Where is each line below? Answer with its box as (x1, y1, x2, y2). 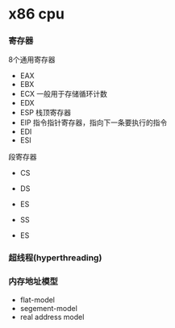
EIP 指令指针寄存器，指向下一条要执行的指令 (19, 118, 168, 127)
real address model (19, 312, 85, 322)
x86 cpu (8, 5, 65, 23)
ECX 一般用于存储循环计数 (19, 89, 107, 99)
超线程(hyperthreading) (8, 252, 102, 264)
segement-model (19, 303, 78, 313)
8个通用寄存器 (8, 55, 56, 64)
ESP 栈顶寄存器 (19, 108, 72, 118)
